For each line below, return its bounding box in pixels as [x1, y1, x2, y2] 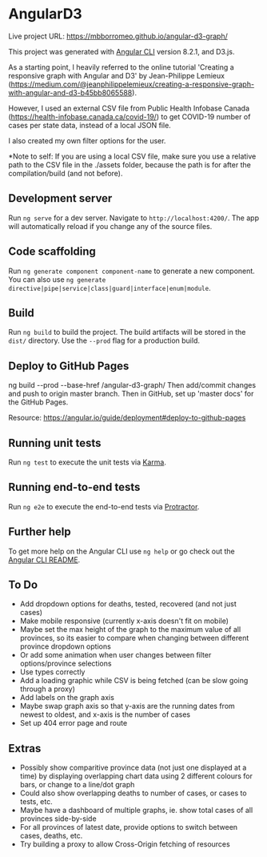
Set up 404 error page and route [19, 718, 128, 728]
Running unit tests [8, 436, 102, 449]
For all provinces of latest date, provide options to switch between [19, 823, 238, 832]
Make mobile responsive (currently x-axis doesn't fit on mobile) [19, 616, 229, 626]
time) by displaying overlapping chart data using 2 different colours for [19, 771, 253, 781]
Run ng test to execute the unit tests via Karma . [8, 457, 166, 467]
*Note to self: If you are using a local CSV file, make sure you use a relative [8, 151, 257, 161]
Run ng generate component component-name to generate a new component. [8, 266, 256, 276]
